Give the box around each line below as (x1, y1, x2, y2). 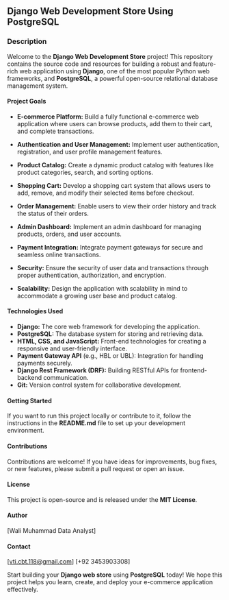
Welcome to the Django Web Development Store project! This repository (7, 52, 213, 60)
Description (7, 37, 47, 47)
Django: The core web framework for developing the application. (16, 322, 200, 331)
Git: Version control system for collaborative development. (16, 381, 183, 389)
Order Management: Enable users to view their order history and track (16, 202, 217, 210)
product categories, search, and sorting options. (16, 168, 154, 176)
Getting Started (7, 396, 53, 405)
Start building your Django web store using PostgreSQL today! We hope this (7, 571, 223, 579)
